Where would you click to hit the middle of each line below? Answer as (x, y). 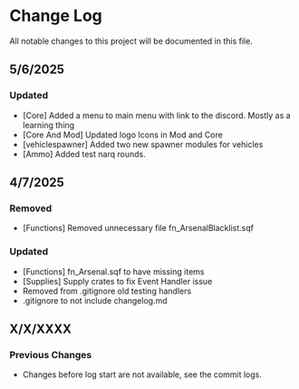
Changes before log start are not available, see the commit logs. (142, 374)
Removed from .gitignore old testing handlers (107, 291)
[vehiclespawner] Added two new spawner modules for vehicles (143, 144)
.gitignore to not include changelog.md (95, 300)
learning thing (48, 125)
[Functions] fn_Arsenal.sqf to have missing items (113, 271)
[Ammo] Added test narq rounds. (84, 154)
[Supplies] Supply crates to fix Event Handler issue (117, 281)
